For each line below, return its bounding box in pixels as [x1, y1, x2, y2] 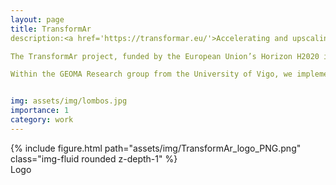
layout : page [10, 14, 65, 25]
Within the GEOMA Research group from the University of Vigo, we [10, 69, 293, 80]
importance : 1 [10, 106, 70, 116]
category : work [10, 115, 74, 125]
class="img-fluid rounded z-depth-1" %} [10, 152, 178, 165]
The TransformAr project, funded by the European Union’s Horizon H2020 [10, 51, 320, 61]
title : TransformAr [10, 24, 92, 34]
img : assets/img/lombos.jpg [10, 96, 128, 106]
